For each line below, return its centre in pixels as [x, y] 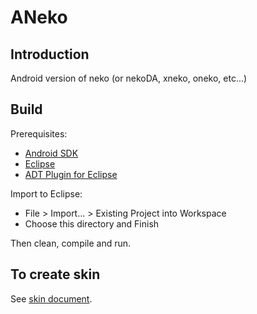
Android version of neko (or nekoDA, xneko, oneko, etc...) [129, 78]
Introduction [50, 54]
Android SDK [51, 153]
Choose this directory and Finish [92, 223]
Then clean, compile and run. [71, 243]
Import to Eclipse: [46, 193]
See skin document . [51, 298]
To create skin [55, 274]
